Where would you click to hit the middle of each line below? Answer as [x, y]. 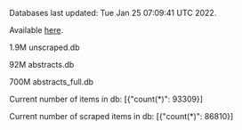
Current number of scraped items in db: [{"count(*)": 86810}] [121, 116]
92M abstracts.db [42, 65]
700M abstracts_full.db [52, 82]
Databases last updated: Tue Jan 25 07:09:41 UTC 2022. [113, 13]
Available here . [36, 30]
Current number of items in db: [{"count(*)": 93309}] [106, 99]
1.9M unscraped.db [44, 47]
